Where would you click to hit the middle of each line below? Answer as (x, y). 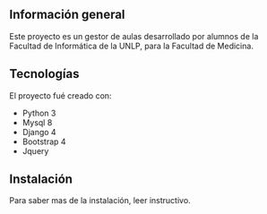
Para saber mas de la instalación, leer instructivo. (100, 201)
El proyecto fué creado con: (60, 95)
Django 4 (39, 132)
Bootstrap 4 (44, 141)
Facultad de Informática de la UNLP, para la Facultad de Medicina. (131, 46)
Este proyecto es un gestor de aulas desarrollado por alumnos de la (134, 36)
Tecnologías (44, 74)
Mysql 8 (37, 122)
